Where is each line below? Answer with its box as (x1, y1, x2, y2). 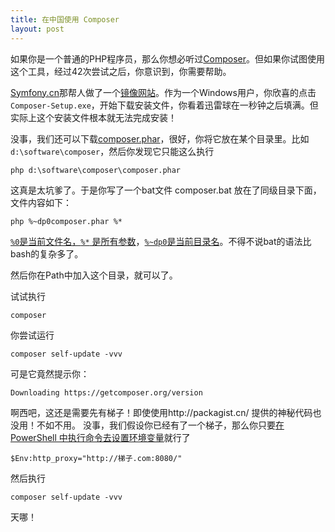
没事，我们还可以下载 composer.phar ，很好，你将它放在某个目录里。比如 (10, 132, 310, 145)
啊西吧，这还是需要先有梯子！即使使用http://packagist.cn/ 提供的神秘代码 (10, 406, 313, 418)
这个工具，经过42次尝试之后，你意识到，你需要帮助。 (10, 65, 232, 77)
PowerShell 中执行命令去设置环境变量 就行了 (10, 431, 191, 443)
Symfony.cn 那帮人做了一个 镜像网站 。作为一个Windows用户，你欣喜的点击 (10, 86, 317, 98)
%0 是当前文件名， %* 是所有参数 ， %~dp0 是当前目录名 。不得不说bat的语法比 (10, 235, 312, 247)
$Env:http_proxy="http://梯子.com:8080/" (10, 453, 183, 463)
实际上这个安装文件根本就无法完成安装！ (10, 111, 177, 123)
